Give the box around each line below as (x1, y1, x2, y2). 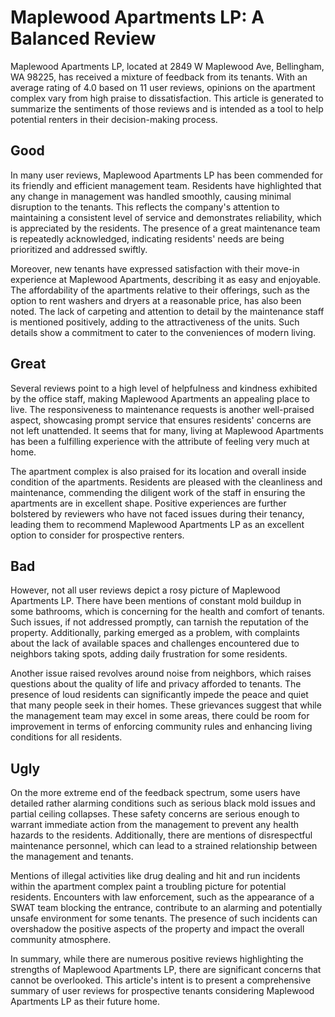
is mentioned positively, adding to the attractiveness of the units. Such (10, 316, 300, 328)
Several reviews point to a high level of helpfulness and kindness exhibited (10, 382, 318, 394)
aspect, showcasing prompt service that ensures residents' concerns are (10, 414, 312, 426)
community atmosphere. (10, 934, 112, 946)
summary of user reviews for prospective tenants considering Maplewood (10, 985, 315, 997)
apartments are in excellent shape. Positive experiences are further (10, 497, 287, 509)
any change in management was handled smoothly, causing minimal (10, 190, 292, 202)
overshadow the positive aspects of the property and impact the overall (10, 923, 305, 935)
